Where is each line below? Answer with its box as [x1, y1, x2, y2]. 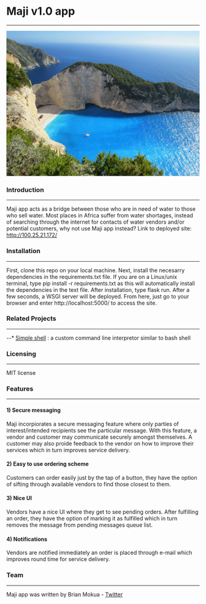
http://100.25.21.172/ [6, 232, 57, 239]
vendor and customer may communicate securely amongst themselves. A [6, 433, 193, 441]
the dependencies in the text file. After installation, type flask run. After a [6, 286, 190, 293]
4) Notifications [6, 535, 48, 543]
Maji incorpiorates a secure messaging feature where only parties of [6, 420, 179, 428]
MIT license [6, 369, 36, 377]
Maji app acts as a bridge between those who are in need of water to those [6, 205, 196, 213]
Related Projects [6, 315, 56, 323]
